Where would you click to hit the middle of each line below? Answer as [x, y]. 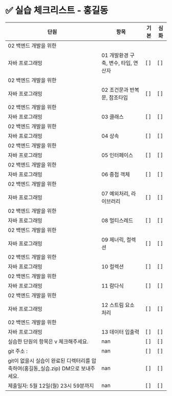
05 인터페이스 [117, 155]
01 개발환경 [115, 55]
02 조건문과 [115, 90]
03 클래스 [113, 117]
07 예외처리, [116, 194]
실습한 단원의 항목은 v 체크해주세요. [48, 341]
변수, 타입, [120, 63]
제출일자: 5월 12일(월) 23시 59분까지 [51, 386]
